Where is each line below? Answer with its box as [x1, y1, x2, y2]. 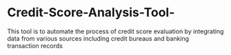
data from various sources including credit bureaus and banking [7, 34, 190, 42]
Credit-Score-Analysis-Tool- [7, 5, 175, 20]
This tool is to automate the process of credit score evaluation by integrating [7, 27, 224, 35]
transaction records [7, 41, 63, 50]
